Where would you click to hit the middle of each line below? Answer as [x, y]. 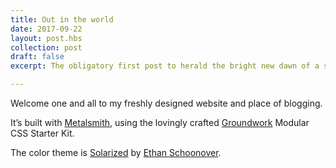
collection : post [46, 47]
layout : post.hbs [46, 38]
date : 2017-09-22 [46, 29]
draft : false [37, 57]
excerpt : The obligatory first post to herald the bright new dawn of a [165, 66]
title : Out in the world [62, 19]
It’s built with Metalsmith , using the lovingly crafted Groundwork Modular [160, 122]
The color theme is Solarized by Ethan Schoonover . [116, 152]
